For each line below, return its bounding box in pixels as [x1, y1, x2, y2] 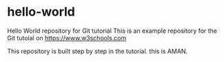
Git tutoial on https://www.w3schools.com [7, 33, 127, 42]
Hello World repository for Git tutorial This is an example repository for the [7, 27, 218, 35]
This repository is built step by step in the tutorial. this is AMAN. [7, 47, 188, 55]
